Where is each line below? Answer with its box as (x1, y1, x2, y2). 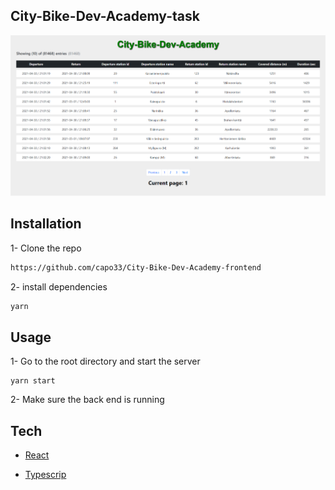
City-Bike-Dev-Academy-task (10, 8, 200, 25)
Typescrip (24, 469, 67, 481)
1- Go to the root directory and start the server (10, 355, 201, 368)
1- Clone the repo (10, 242, 82, 254)
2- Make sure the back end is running (10, 394, 165, 406)
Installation (10, 215, 82, 233)
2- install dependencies (10, 280, 108, 293)
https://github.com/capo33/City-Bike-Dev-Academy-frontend (10, 262, 262, 273)
